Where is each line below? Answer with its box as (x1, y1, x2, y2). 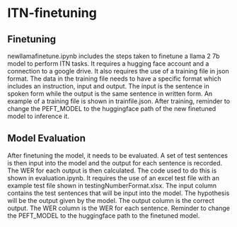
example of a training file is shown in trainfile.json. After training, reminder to (7, 97, 231, 105)
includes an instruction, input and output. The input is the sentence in (7, 82, 210, 90)
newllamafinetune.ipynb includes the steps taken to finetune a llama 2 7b (7, 52, 221, 60)
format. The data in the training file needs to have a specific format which (7, 74, 221, 83)
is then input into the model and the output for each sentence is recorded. (7, 158, 223, 167)
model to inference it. (7, 112, 69, 120)
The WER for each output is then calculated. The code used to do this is (7, 166, 217, 175)
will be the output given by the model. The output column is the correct (7, 196, 214, 204)
